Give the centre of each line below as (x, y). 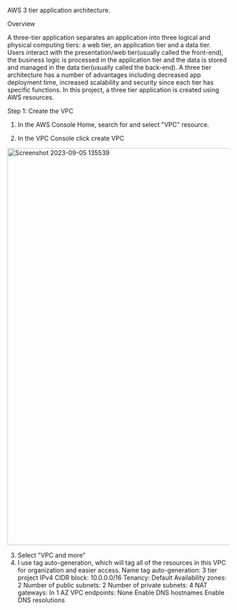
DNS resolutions (41, 600)
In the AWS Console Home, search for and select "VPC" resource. (113, 125)
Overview (21, 24)
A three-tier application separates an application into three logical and (109, 37)
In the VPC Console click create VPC (71, 138)
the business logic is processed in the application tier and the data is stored (117, 60)
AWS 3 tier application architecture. (59, 10)
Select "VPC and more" (51, 555)
